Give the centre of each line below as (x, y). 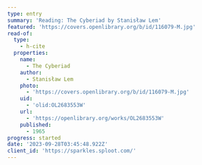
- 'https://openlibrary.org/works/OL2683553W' (95, 118)
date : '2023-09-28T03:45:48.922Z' (58, 145)
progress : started (34, 138)
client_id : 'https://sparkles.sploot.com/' (72, 151)
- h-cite (33, 46)
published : (36, 125)
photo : (29, 86)
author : (31, 72)
